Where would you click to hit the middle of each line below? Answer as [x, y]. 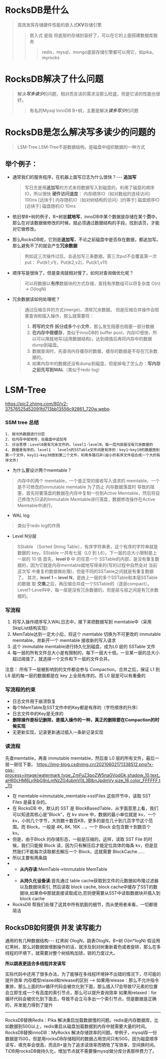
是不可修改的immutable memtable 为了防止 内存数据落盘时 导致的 [84, 487]
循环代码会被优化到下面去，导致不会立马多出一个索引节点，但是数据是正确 [81, 999]
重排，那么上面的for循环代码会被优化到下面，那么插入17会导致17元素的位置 [82, 986]
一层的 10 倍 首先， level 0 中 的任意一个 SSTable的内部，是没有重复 [86, 559]
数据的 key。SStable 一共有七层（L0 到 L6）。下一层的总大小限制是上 [87, 553]
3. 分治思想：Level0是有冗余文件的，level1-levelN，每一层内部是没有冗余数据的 [79, 444]
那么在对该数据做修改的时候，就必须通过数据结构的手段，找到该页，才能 [86, 223]
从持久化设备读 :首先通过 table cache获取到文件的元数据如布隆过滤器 [89, 880]
